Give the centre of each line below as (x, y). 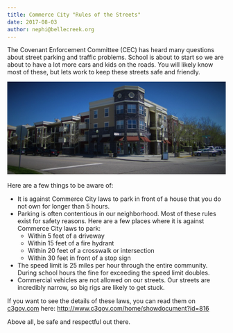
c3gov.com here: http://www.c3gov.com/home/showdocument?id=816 (108, 308)
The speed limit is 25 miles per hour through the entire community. (112, 265)
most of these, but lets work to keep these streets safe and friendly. (104, 72)
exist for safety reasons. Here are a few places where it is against (111, 221)
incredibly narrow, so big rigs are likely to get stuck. (91, 287)
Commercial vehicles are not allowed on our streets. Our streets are (113, 280)
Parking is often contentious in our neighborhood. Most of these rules (116, 213)
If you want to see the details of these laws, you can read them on (102, 301)
